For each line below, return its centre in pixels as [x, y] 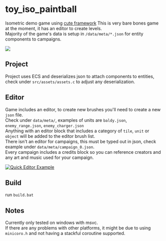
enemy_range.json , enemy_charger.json [44, 125]
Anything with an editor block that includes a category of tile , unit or [77, 131]
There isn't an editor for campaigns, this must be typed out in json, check [81, 141]
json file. [14, 115]
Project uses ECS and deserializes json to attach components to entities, [80, 76]
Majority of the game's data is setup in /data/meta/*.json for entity [74, 34]
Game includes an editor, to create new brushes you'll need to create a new [83, 109]
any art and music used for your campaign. [49, 157]
